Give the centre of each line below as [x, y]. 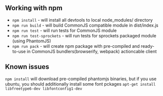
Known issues [27, 67]
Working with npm [34, 8]
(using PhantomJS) [32, 41]
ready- [148, 46]
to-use [19, 51]
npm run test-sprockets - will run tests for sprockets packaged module [84, 35]
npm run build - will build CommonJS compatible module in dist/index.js [85, 25]
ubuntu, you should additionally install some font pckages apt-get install [81, 84]
